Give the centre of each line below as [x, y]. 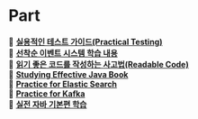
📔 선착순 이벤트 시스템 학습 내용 [63, 53]
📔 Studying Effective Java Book [68, 74]
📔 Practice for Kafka [47, 93]
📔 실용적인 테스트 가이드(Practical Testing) [85, 41]
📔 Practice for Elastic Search [63, 84]
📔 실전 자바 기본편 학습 [48, 104]
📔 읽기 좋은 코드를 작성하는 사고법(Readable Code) [99, 64]
